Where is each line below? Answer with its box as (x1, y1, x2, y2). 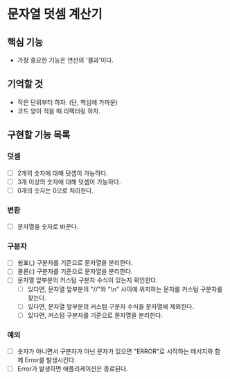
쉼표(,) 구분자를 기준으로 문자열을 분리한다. (17, 259, 133, 267)
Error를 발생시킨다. (24, 356, 76, 364)
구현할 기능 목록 (7, 129, 71, 141)
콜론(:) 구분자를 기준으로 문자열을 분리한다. (17, 267, 133, 275)
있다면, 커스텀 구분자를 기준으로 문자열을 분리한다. (27, 311, 163, 319)
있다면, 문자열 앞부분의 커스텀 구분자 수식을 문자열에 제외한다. (27, 302, 194, 310)
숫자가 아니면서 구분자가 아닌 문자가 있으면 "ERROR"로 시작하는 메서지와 (17, 347, 213, 355)
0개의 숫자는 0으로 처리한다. (17, 186, 94, 195)
